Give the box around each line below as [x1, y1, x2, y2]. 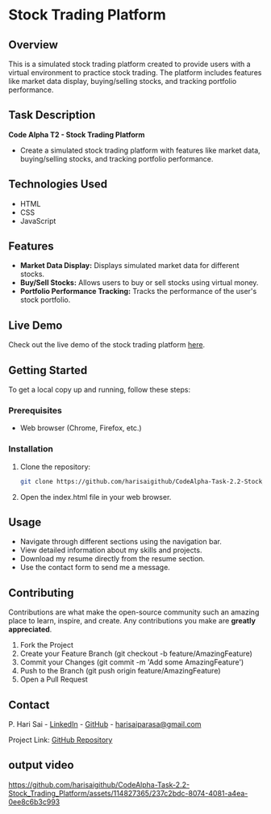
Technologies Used [8, 178, 107, 191]
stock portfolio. [19, 295, 71, 304]
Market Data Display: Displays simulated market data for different [19, 261, 240, 271]
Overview [8, 38, 59, 52]
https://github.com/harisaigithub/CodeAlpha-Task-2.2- [8, 779, 190, 789]
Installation [8, 443, 54, 455]
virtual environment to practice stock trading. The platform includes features [8, 68, 262, 78]
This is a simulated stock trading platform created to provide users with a [8, 59, 252, 69]
